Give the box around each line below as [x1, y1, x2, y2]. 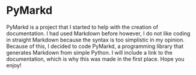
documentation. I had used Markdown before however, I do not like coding [6, 29, 191, 37]
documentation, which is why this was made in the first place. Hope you [6, 55, 185, 62]
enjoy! [6, 61, 22, 69]
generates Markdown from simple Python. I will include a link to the [6, 49, 173, 56]
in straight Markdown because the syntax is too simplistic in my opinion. [6, 36, 185, 43]
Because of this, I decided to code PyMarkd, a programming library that [6, 43, 184, 50]
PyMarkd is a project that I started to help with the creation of [6, 23, 158, 31]
